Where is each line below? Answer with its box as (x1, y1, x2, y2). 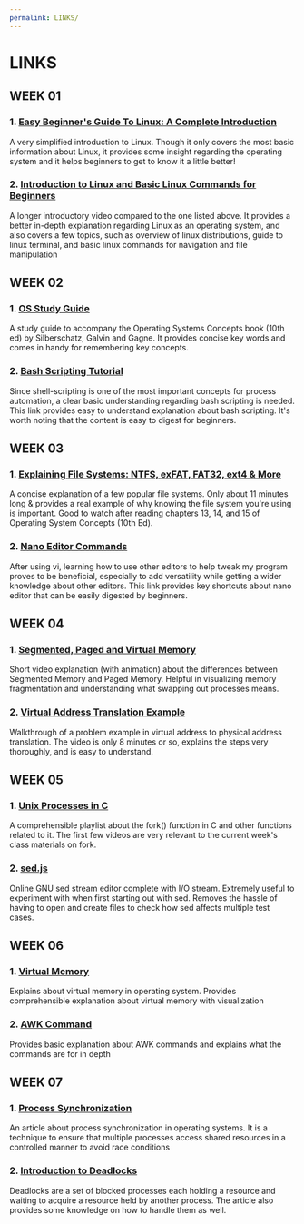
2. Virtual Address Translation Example (9, 706, 186, 718)
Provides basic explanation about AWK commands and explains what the (9, 1039, 282, 1050)
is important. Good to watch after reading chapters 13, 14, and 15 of (9, 508, 260, 518)
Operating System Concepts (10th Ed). (9, 518, 153, 528)
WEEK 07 (9, 1075, 64, 1091)
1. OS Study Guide (9, 302, 91, 315)
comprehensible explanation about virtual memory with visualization (9, 995, 265, 1006)
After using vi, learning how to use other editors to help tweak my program (9, 560, 289, 572)
